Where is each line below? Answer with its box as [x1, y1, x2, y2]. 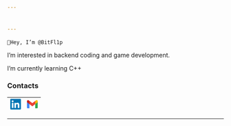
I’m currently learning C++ [7, 64, 82, 72]
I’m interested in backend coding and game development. [7, 51, 170, 59]
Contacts [7, 81, 39, 90]
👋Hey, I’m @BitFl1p [7, 38, 63, 46]
